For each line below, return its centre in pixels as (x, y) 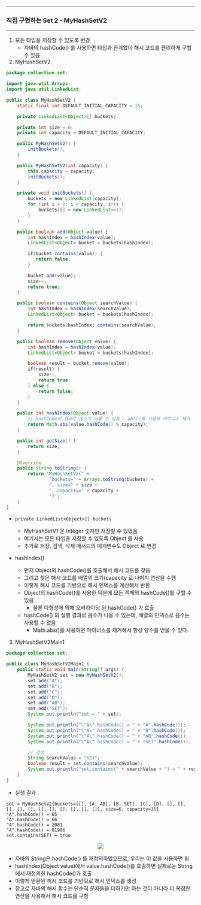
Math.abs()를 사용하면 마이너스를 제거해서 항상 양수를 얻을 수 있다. (111, 630)
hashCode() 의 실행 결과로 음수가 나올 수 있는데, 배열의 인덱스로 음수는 (107, 615)
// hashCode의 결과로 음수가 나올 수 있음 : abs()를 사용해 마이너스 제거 (109, 419)
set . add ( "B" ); (45, 686)
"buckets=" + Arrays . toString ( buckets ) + (101, 480)
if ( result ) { (44, 369)
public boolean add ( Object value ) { (63, 232)
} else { (39, 386)
